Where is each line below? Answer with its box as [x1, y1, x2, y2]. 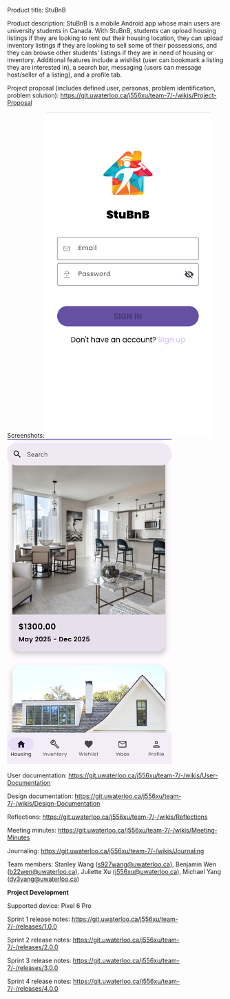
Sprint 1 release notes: [7, 915, 70, 923]
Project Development [7, 889, 69, 896]
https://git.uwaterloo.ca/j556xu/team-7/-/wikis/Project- [60, 91, 217, 99]
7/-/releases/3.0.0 [7, 964, 59, 972]
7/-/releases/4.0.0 [7, 985, 59, 993]
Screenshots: [7, 431, 45, 439]
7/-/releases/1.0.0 [7, 922, 57, 931]
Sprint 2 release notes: [7, 935, 72, 944]
